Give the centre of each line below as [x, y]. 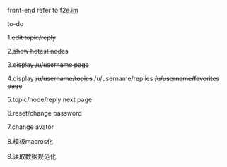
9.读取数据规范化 [32, 156]
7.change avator [31, 127]
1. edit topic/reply [32, 37]
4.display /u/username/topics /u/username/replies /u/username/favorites [113, 78]
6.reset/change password [45, 113]
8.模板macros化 [30, 141]
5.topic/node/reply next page [50, 99]
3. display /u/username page [48, 65]
